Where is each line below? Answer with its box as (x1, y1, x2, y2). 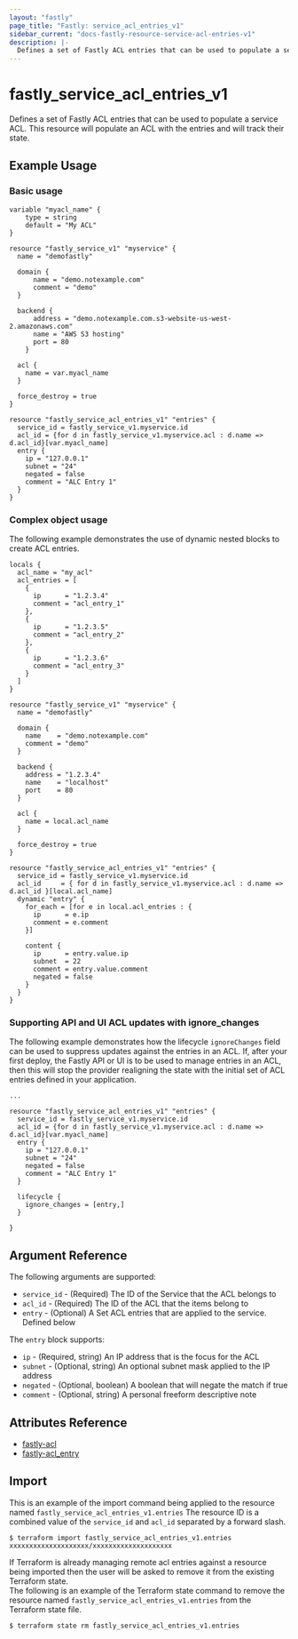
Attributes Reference (9, 1415, 128, 1430)
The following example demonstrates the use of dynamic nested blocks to (9, 534, 280, 545)
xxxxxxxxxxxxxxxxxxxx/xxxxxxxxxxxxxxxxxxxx (9, 1541, 173, 1550)
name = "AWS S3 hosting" (32, 330, 125, 339)
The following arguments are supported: (9, 1272, 157, 1283)
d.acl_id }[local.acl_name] (9, 887, 114, 896)
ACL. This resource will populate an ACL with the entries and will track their (9, 124, 285, 134)
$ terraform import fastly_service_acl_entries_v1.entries (9, 1533, 232, 1542)
